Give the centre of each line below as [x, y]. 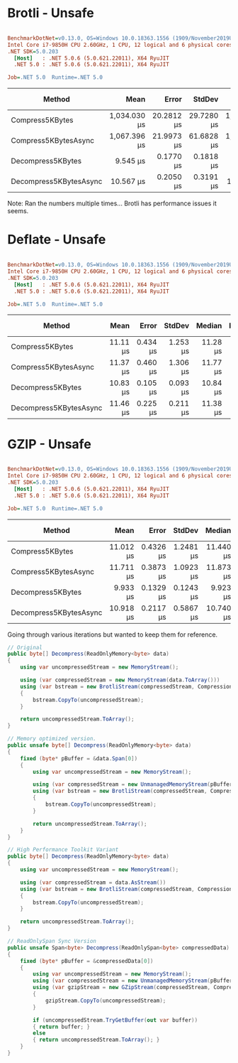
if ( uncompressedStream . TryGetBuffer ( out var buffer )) [115, 1020]
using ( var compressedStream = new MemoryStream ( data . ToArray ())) [120, 680]
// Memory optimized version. [52, 739]
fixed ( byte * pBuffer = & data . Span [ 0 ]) [79, 758]
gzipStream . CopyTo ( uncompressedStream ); [106, 1000]
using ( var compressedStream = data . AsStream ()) [93, 883]
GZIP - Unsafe [50, 444]
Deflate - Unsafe [57, 240]
